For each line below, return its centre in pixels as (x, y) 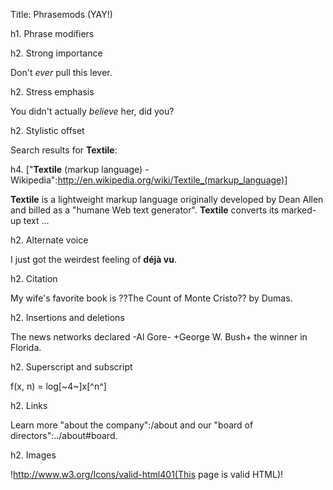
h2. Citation (34, 278)
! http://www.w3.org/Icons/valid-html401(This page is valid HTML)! (147, 474)
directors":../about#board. (64, 435)
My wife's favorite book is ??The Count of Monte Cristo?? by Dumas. (151, 298)
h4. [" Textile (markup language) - (80, 169)
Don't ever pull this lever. (61, 72)
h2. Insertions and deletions (67, 317)
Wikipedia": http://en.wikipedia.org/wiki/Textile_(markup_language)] (149, 180)
